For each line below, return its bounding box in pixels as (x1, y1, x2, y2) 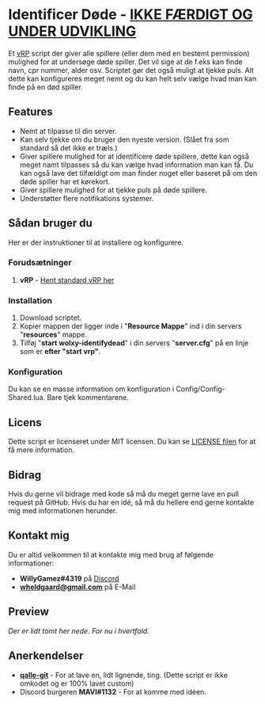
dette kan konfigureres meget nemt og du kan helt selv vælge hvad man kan (8, 74, 257, 83)
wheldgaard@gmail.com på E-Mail (19, 582, 136, 592)
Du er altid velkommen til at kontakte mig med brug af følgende (8, 550, 214, 559)
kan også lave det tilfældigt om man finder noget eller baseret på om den (19, 168, 258, 177)
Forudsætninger (8, 257, 72, 268)
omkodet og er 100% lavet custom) (19, 679, 134, 688)
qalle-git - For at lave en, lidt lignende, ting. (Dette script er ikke (19, 670, 228, 679)
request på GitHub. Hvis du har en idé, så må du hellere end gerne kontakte (8, 497, 255, 508)
